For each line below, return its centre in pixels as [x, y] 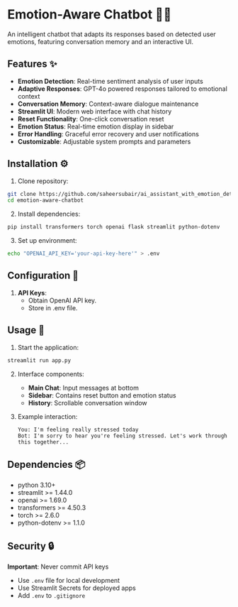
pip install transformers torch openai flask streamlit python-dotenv [114, 227]
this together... [43, 442]
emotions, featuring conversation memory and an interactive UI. [100, 41]
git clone [22, 194]
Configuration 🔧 [43, 276]
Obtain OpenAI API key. [62, 300]
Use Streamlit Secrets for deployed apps [76, 588]
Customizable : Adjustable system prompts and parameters [104, 141]
